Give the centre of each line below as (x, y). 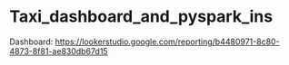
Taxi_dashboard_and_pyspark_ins (141, 17)
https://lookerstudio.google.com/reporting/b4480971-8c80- (167, 42)
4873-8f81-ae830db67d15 (59, 51)
